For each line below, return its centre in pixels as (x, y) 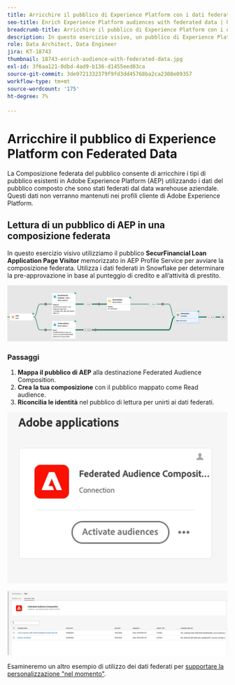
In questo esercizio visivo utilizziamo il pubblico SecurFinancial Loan (107, 253)
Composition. (37, 380)
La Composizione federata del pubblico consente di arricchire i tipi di (107, 174)
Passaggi (23, 357)
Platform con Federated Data (92, 154)
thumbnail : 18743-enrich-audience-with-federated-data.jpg (95, 60)
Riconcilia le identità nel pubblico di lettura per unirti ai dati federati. (116, 402)
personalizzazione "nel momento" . (57, 674)
